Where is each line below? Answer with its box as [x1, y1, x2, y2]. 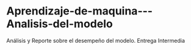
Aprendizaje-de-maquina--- [6, 4, 153, 18]
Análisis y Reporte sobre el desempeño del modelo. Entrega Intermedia [6, 37, 185, 44]
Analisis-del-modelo [6, 17, 113, 31]
